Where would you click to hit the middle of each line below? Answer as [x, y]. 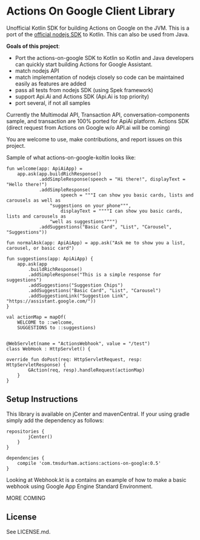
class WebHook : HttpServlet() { [48, 349]
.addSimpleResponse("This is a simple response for [95, 275]
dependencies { [25, 458]
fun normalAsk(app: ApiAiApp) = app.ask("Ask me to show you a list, [96, 243]
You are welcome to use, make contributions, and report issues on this [94, 139]
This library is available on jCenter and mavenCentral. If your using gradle [98, 414]
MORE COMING [26, 498]
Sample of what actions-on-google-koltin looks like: [71, 157]
